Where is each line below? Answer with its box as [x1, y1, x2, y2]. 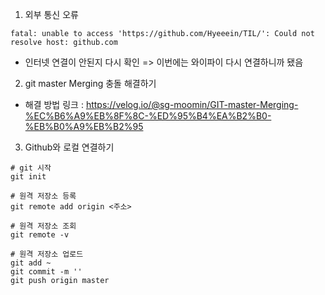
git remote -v [10, 230, 70, 240]
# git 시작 [10, 163, 52, 173]
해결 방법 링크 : [24, 99, 84, 110]
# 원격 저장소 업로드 [10, 249, 84, 259]
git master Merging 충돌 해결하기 [24, 78, 157, 89]
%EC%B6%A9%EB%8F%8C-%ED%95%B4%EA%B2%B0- [24, 110, 272, 122]
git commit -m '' [10, 267, 83, 277]
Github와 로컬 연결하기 [24, 141, 115, 153]
